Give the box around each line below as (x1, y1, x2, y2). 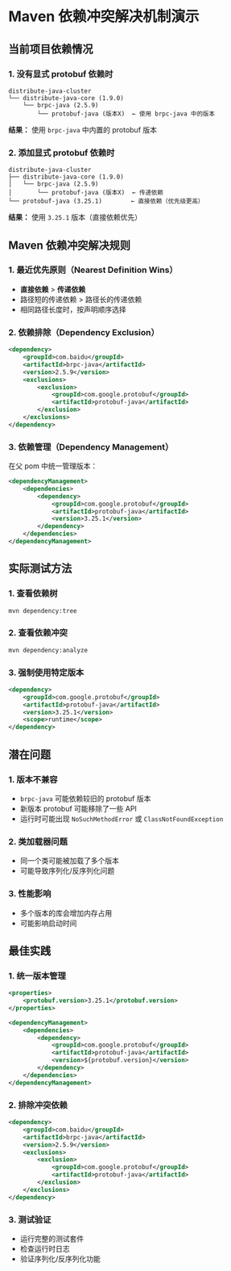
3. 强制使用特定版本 (8, 667, 85, 678)
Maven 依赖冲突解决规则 (8, 238, 131, 252)
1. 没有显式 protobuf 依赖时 (8, 68, 113, 79)
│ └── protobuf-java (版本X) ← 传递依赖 (8, 189, 163, 197)
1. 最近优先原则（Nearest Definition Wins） (8, 264, 179, 275)
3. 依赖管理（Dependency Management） (8, 441, 174, 452)
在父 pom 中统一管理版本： (8, 461, 98, 471)
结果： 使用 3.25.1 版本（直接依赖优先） (8, 212, 142, 222)
